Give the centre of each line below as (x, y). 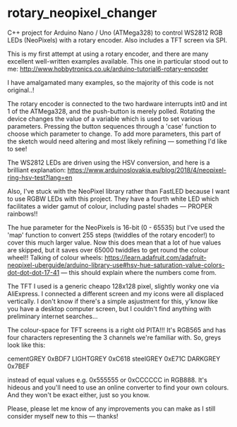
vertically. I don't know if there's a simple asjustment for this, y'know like (113, 301)
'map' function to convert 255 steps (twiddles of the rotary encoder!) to (111, 235)
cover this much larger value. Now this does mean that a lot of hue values (114, 242)
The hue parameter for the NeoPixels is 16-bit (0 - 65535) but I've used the (116, 227)
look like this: (26, 345)
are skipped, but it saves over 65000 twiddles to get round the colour (108, 250)
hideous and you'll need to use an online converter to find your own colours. (118, 387)
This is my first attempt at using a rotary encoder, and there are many (108, 54)
